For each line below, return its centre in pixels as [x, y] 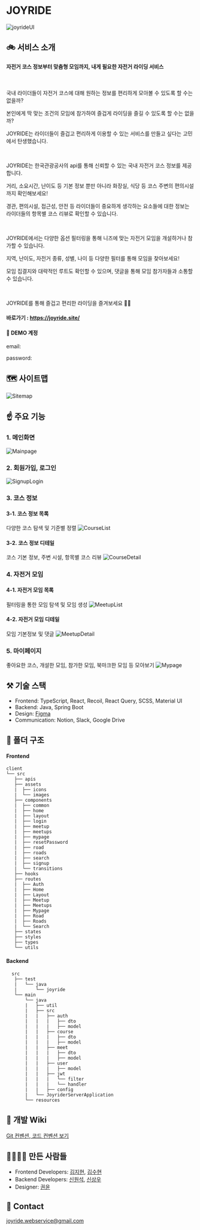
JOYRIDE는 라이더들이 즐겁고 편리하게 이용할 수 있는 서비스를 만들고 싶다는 [94, 134]
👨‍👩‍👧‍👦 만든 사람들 [37, 1156]
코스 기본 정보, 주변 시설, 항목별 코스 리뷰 [54, 558]
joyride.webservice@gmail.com [45, 1221]
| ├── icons [30, 790]
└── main [25, 995]
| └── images [32, 795]
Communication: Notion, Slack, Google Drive [70, 720]
